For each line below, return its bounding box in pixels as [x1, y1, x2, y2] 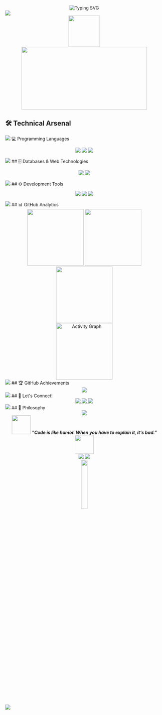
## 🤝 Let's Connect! [11, 393, 53, 399]
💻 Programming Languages [11, 136, 69, 142]
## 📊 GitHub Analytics [11, 201, 59, 207]
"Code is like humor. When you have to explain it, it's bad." [32, 429, 157, 435]
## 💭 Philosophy [11, 404, 46, 411]
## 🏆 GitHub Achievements [11, 380, 70, 386]
